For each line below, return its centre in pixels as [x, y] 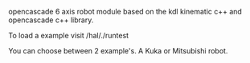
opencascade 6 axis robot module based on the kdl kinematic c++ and [125, 12]
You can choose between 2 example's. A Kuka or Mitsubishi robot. [118, 51]
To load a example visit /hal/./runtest [69, 35]
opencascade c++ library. [51, 20]
